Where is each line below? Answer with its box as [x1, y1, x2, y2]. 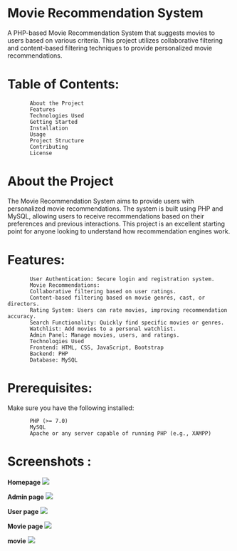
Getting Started [29, 118, 78, 125]
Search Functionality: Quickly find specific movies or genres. [29, 319, 224, 326]
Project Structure [29, 137, 84, 144]
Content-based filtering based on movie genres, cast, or [29, 294, 205, 301]
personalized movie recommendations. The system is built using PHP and [7, 204, 223, 213]
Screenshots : [7, 453, 92, 469]
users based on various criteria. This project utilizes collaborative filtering [7, 36, 223, 44]
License [29, 149, 53, 157]
